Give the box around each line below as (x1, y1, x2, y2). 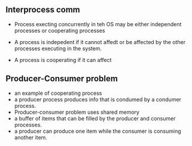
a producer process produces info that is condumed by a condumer (14, 95, 182, 103)
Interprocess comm (5, 5, 80, 15)
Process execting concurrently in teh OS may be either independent (14, 20, 182, 27)
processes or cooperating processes (14, 27, 105, 34)
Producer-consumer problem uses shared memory (14, 108, 140, 116)
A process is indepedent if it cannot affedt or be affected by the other (14, 38, 186, 45)
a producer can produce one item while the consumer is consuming (14, 128, 182, 135)
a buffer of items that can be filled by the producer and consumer (14, 114, 176, 122)
